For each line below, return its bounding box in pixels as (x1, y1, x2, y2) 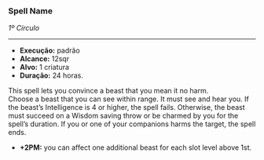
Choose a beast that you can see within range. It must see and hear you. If (8, 94, 249, 104)
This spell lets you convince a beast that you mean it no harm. (8, 86, 209, 96)
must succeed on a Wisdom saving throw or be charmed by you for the (8, 111, 239, 121)
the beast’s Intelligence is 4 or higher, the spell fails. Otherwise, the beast (8, 103, 245, 112)
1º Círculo (8, 24, 40, 33)
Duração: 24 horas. (19, 71, 84, 80)
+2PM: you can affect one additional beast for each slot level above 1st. (19, 143, 252, 152)
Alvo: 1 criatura (19, 63, 69, 72)
